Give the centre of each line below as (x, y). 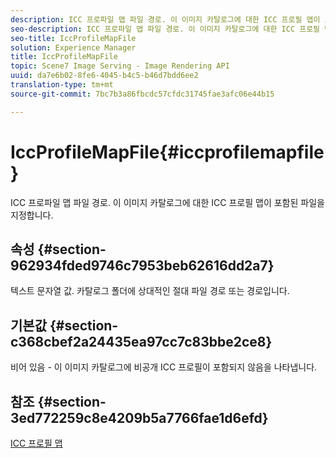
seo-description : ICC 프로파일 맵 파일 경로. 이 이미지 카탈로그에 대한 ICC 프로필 (165, 29)
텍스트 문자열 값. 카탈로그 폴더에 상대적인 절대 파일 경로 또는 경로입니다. (150, 291)
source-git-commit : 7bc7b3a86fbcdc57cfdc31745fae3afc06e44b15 (142, 94)
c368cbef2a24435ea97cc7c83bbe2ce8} (141, 341)
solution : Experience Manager (73, 47)
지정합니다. (32, 215)
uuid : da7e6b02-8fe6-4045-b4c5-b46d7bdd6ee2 (104, 76)
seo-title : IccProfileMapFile (73, 38)
